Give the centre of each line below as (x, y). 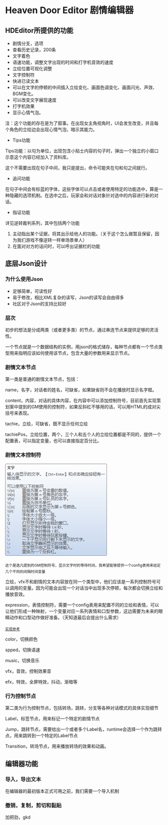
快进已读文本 (25, 81)
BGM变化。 (24, 94)
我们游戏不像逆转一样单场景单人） (52, 240)
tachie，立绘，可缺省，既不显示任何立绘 (47, 424)
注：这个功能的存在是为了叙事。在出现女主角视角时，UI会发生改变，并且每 (82, 123)
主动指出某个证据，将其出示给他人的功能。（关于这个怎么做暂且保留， (83, 234)
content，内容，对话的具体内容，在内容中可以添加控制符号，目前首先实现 (81, 400)
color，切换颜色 (21, 639)
